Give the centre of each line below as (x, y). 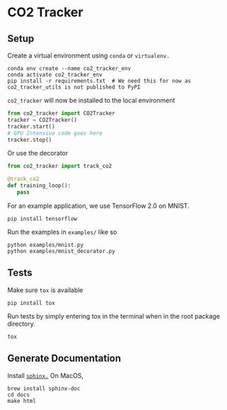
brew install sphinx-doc (44, 388)
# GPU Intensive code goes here (55, 133)
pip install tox (31, 303)
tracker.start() (31, 126)
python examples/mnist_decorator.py (61, 251)
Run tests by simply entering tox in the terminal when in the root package (114, 316)
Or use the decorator (38, 153)
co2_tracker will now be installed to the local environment (91, 100)
